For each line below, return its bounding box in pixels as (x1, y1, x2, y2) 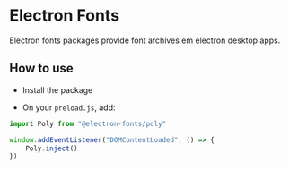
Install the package (22, 84, 93, 95)
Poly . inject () (25, 144, 78, 153)
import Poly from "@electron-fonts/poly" (9, 119, 167, 128)
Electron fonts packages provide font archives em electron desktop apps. (9, 35, 281, 46)
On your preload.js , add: (22, 102, 116, 113)
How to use (9, 61, 74, 76)
